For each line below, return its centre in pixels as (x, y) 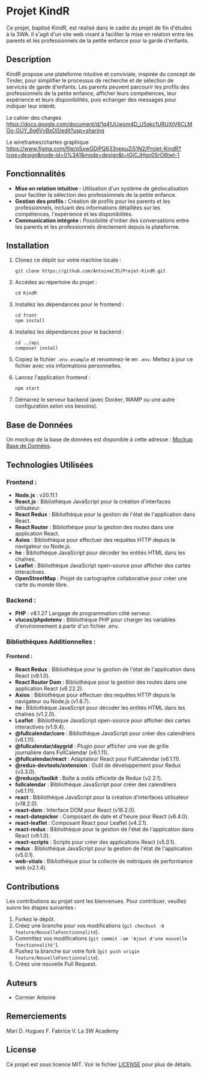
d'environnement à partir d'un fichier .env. (67, 626)
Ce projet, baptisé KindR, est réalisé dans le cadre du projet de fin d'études (99, 28)
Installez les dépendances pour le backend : (69, 332)
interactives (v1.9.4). (40, 727)
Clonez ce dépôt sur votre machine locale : (68, 260)
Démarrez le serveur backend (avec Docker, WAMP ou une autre (95, 400)
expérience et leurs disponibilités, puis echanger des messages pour (91, 99)
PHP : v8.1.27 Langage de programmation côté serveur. (83, 613)
